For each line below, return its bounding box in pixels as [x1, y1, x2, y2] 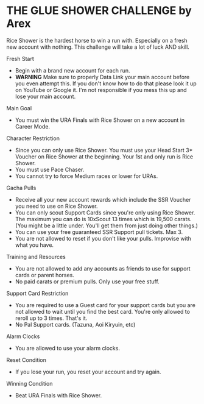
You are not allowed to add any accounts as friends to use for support [15, 264, 191, 272]
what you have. [15, 241, 54, 249]
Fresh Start [6, 55, 35, 62]
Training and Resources [6, 253, 66, 260]
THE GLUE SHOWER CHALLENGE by [6, 4, 192, 18]
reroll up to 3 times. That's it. [15, 314, 88, 322]
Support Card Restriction [6, 289, 69, 297]
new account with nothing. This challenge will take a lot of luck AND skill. [6, 43, 190, 51]
